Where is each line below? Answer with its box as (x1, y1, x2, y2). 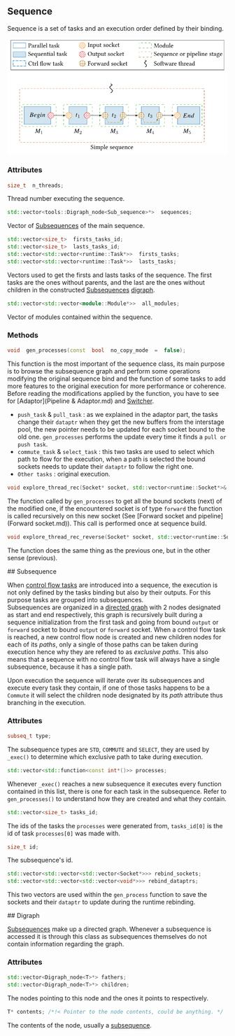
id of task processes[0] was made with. (7, 829, 120, 837)
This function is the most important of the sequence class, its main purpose (7, 360, 225, 368)
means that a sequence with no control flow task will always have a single (7, 655, 220, 663)
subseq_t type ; (7, 732, 52, 739)
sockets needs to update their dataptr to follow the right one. (17, 462, 194, 471)
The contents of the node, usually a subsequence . (7, 1021, 152, 1030)
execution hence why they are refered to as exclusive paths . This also (7, 647, 208, 656)
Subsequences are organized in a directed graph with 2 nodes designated (7, 603, 221, 611)
